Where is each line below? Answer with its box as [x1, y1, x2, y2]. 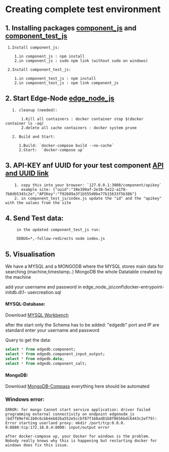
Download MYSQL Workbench [5, 312, 69, 318]
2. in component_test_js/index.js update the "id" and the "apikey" [14, 196, 162, 201]
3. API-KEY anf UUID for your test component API [5, 161, 164, 170]
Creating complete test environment [5, 4, 161, 15]
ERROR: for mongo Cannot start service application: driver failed [5, 407, 151, 413]
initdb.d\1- [5, 290, 26, 296]
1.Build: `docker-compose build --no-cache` [18, 143, 114, 148]
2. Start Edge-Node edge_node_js [5, 94, 115, 103]
